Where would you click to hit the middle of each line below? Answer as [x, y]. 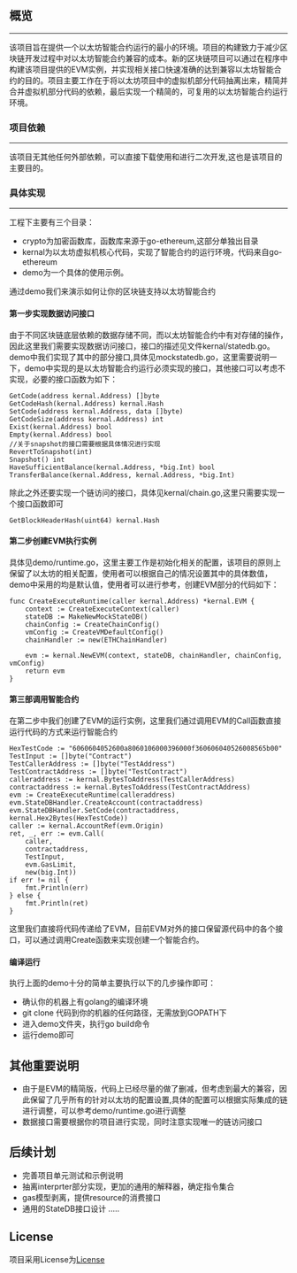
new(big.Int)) [51, 873]
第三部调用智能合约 [44, 699]
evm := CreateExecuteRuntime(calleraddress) [92, 795]
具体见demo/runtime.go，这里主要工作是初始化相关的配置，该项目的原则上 [145, 562]
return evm [45, 671]
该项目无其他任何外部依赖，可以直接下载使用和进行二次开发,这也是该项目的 [146, 157]
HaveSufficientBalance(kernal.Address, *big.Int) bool [112, 467]
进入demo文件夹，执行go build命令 [86, 1024]
